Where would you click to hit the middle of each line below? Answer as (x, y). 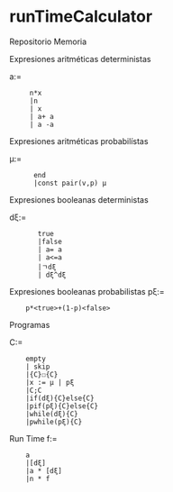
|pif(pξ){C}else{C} (62, 406)
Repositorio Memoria (48, 41)
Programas (30, 324)
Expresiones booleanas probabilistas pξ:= (87, 291)
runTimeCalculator (81, 17)
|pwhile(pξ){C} (54, 422)
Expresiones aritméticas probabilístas (79, 141)
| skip (38, 367)
